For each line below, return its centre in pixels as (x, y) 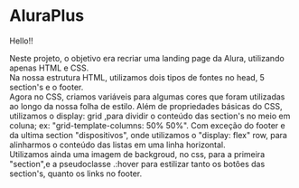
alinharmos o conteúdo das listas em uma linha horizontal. (117, 145)
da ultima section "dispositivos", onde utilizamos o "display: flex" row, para (148, 135)
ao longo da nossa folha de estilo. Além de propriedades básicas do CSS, (146, 106)
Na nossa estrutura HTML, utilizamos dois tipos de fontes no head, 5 (137, 77)
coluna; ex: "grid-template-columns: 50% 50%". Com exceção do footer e (148, 125)
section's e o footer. (47, 87)
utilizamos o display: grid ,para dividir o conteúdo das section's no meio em (150, 116)
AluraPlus (47, 16)
